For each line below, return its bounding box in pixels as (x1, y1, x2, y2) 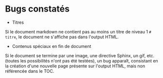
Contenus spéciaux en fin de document (12, 43, 91, 49)
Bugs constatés (5, 3, 70, 15)
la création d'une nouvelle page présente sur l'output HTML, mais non (5, 63, 145, 69)
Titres (12, 19, 24, 25)
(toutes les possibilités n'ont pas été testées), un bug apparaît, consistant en (5, 58, 158, 63)
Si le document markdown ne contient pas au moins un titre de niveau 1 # (5, 29, 152, 34)
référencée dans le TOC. (5, 68, 54, 74)
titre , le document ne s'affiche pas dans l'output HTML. (5, 34, 119, 40)
